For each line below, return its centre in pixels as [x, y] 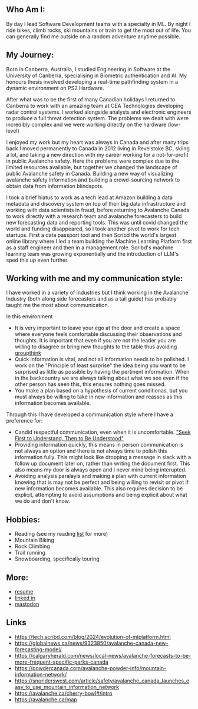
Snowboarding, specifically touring [57, 559]
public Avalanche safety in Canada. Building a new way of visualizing [90, 173]
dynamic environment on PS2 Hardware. [55, 88]
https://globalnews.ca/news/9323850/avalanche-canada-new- [91, 643]
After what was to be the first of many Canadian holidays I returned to [91, 99]
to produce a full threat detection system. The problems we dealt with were [98, 118]
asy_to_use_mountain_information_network [67, 687]
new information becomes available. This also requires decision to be [99, 489]
